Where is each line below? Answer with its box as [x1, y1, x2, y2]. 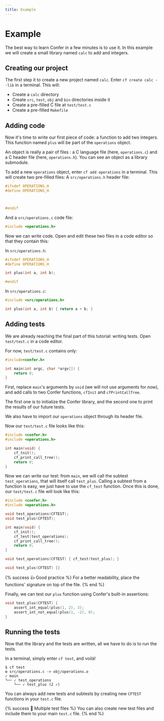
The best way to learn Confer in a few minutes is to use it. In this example [5, 45, 153, 50]
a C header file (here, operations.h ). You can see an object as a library [5, 154, 148, 160]
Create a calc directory [12, 92, 59, 98]
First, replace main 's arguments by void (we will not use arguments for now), [5, 384, 159, 390]
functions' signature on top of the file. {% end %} [5, 581, 105, 587]
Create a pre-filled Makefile [12, 107, 69, 113]
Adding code [5, 121, 45, 130]
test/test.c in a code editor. [5, 338, 63, 344]
